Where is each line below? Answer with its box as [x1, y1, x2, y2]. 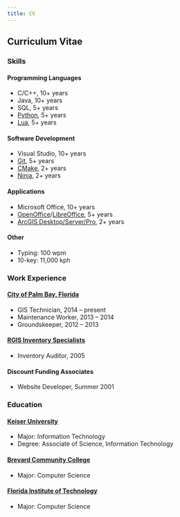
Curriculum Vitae [7, 36, 83, 48]
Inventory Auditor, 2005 [17, 352, 85, 360]
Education [7, 400, 43, 410]
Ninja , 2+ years [17, 171, 61, 180]
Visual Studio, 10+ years [17, 149, 87, 158]
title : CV [7, 10, 36, 17]
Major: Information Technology [17, 433, 106, 441]
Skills [7, 56, 26, 66]
